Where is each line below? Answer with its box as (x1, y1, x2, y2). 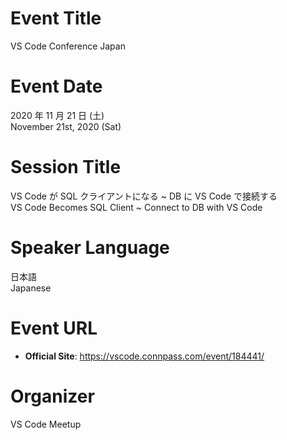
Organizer (10, 385, 95, 407)
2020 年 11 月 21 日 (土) (10, 109, 105, 121)
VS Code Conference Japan (10, 40, 126, 52)
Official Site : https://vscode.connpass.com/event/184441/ (24, 350, 265, 362)
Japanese (10, 282, 52, 294)
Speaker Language (10, 237, 170, 259)
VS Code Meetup (10, 418, 82, 430)
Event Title (10, 7, 102, 30)
